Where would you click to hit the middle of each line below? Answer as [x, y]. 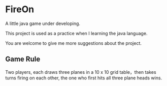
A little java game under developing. [43, 23]
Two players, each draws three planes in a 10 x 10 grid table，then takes [81, 72]
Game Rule [23, 59]
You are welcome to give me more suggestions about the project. [74, 43]
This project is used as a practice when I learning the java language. [76, 33]
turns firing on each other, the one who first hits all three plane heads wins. [84, 78]
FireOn [20, 9]
